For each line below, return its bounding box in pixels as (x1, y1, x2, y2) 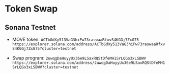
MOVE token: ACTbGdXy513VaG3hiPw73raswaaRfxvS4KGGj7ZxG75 (12, 36, 139, 42)
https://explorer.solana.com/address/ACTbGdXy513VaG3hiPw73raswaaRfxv (12, 42, 165, 47)
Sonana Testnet (5, 23, 56, 32)
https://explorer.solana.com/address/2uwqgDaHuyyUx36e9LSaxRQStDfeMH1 (12, 60, 165, 65)
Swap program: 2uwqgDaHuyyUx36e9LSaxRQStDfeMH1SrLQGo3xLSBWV (12, 55, 146, 61)
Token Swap (5, 3, 58, 15)
